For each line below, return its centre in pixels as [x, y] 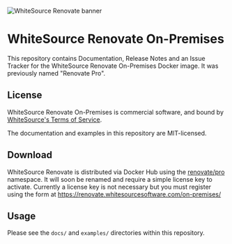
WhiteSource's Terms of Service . [55, 120]
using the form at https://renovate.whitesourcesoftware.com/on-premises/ [114, 194]
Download [30, 155]
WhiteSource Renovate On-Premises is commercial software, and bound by [116, 112]
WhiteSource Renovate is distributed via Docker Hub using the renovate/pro [116, 172]
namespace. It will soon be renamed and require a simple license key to [110, 179]
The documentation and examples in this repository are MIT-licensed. [107, 133]
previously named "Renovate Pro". [56, 73]
